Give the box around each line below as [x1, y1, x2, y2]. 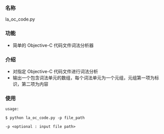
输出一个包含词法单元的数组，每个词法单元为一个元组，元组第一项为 [12, 75, 155, 81]
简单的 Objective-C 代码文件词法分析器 [12, 42, 94, 48]
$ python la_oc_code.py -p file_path [5, 115, 85, 120]
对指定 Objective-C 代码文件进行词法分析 [12, 68, 98, 74]
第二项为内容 [21, 81, 49, 87]
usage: [5, 107, 19, 112]
